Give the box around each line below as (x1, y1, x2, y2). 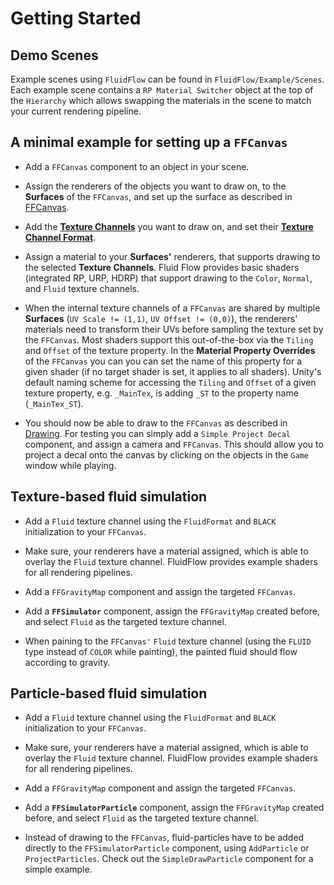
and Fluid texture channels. (24, 282, 140, 294)
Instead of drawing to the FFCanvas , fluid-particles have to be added (24, 832, 305, 844)
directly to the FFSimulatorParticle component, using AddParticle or (24, 842, 310, 854)
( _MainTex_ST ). (24, 397, 84, 409)
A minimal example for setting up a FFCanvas (10, 134, 288, 151)
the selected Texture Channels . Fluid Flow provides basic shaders (24, 261, 300, 273)
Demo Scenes (10, 47, 99, 64)
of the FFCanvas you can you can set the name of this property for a (24, 355, 303, 367)
